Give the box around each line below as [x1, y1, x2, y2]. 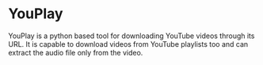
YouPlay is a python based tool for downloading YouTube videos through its [8, 31, 255, 40]
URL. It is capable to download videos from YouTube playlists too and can [8, 39, 249, 48]
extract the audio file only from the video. [8, 48, 143, 57]
